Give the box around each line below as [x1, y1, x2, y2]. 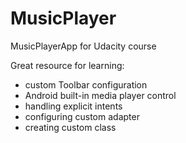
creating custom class [24, 121, 117, 133]
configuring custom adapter [24, 110, 140, 122]
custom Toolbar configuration [24, 78, 148, 91]
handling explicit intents [24, 100, 123, 112]
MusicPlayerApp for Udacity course [10, 40, 157, 52]
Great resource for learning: [10, 59, 125, 71]
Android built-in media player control [24, 89, 177, 101]
